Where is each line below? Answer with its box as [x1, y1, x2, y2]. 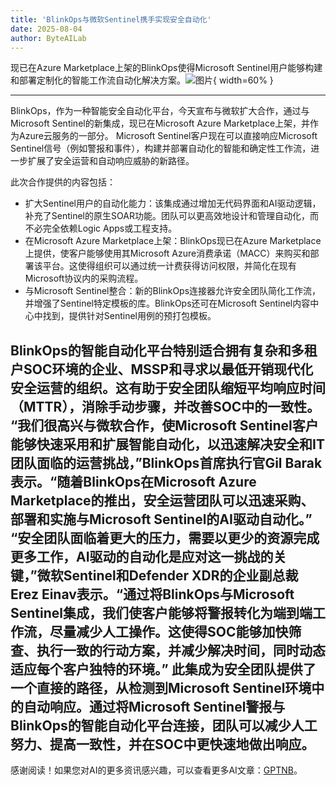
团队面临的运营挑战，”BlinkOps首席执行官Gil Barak [10, 454, 323, 471]
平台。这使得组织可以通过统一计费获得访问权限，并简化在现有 [42, 260, 297, 272]
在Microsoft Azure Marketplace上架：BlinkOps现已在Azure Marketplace [24, 235, 322, 247]
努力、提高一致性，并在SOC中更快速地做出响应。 [10, 736, 315, 753]
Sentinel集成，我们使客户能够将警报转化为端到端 [10, 604, 313, 621]
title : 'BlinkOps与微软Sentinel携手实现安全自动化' [10, 14, 212, 25]
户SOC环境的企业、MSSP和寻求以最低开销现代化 [10, 361, 314, 378]
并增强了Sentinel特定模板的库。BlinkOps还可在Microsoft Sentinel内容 [24, 297, 311, 310]
